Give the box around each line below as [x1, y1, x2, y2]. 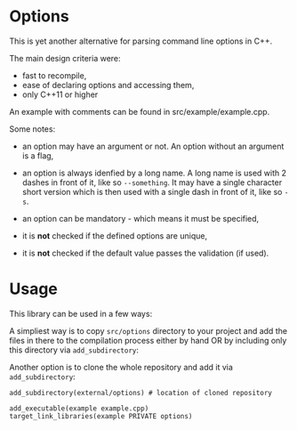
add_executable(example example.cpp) [9, 403, 149, 413]
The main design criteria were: [9, 53, 122, 63]
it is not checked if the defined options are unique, [21, 230, 207, 241]
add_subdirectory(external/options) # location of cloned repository [9, 388, 273, 397]
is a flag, [21, 150, 54, 161]
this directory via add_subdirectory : [9, 345, 140, 355]
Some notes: [9, 123, 56, 134]
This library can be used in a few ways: [9, 308, 153, 319]
